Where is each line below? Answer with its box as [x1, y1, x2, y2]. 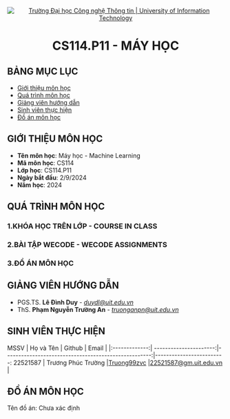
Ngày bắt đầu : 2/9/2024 [17, 173, 87, 182]
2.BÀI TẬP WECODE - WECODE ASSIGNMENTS [7, 240, 167, 250]
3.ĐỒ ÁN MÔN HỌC [7, 258, 74, 268]
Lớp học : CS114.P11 [17, 166, 72, 174]
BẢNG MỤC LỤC [7, 66, 79, 77]
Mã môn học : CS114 [17, 159, 74, 167]
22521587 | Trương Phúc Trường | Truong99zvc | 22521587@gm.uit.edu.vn [13, 358, 222, 367]
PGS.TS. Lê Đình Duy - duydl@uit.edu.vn [17, 298, 134, 306]
